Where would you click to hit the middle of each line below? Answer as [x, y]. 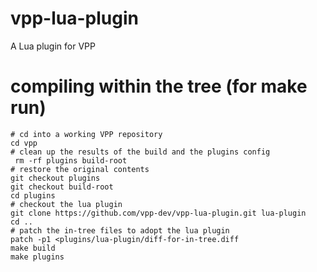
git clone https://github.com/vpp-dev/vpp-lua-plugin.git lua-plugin [158, 213]
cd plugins [33, 195]
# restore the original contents [80, 169]
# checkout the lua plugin [66, 204]
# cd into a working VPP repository [86, 134]
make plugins [37, 257]
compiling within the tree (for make [159, 86]
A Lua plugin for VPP [53, 46]
